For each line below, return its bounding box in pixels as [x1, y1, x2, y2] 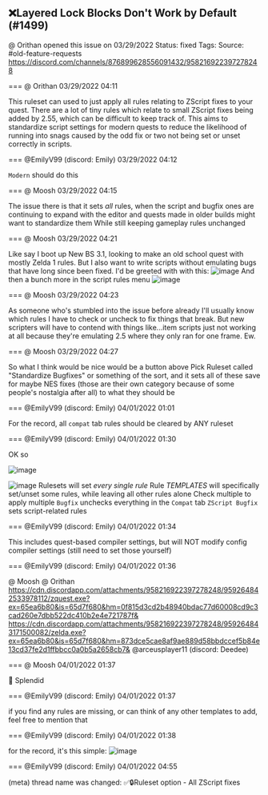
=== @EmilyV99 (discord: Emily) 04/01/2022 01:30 [8, 433, 177, 443]
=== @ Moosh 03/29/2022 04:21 [8, 234, 118, 243]
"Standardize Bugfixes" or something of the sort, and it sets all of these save [8, 370, 261, 380]
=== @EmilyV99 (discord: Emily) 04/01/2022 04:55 [8, 761, 178, 771]
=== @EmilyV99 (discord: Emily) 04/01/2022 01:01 [8, 403, 175, 413]
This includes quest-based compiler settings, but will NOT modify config [8, 537, 248, 546]
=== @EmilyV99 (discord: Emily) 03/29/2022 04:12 [8, 154, 178, 164]
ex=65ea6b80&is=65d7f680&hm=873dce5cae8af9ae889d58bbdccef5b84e [8, 636, 260, 645]
